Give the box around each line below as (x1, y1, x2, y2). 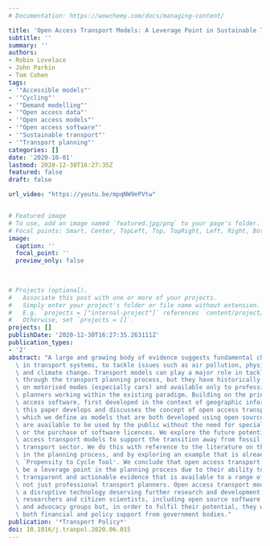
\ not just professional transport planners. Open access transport (15, 480, 250, 489)
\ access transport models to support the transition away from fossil (15, 436, 261, 444)
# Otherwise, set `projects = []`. (8, 316, 135, 324)
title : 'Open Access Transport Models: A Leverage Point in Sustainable (8, 26, 257, 35)
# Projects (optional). (8, 286, 88, 294)
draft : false (8, 176, 52, 184)
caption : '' (15, 242, 56, 250)
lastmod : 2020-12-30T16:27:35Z (8, 161, 113, 169)
